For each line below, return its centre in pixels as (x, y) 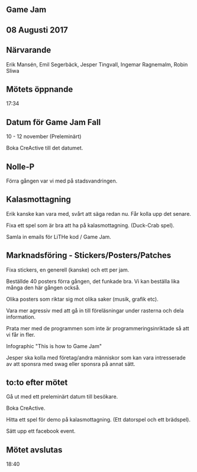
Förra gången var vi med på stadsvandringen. (62, 181)
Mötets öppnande (40, 89)
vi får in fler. (21, 334)
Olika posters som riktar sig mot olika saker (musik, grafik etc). (82, 299)
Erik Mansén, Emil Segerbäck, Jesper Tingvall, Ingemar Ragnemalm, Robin (97, 64)
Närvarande (29, 50)
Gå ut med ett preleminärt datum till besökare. (62, 397)
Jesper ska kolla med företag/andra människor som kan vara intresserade (96, 358)
